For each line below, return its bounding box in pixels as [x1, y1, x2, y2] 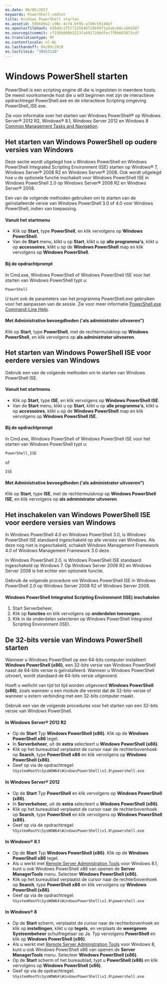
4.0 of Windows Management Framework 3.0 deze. [5, 548, 111, 554]
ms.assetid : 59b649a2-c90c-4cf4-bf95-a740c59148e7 [5, 21, 113, 26]
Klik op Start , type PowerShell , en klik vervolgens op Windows [12, 228, 143, 234]
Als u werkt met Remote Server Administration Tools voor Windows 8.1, [12, 860, 159, 866]
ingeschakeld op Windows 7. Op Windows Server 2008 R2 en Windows [5, 563, 152, 569]
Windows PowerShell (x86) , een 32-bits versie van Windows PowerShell [5, 662, 156, 668]
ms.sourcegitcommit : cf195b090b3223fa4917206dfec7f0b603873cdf [5, 30, 140, 35]
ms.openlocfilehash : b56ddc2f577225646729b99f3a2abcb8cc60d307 [5, 26, 140, 31]
